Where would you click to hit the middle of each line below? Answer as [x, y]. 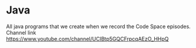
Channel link [21, 32]
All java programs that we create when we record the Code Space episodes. [99, 26]
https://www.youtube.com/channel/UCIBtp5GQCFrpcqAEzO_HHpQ [87, 39]
